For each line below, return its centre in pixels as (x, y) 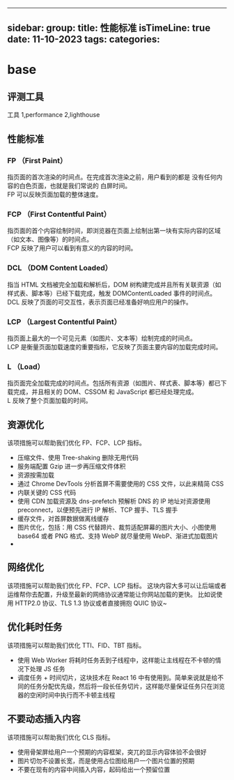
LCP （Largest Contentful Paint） (64, 321)
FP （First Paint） (37, 160)
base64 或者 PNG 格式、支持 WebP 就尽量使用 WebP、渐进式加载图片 (118, 536)
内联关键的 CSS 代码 (47, 493)
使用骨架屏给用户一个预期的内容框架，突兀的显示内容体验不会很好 (112, 752)
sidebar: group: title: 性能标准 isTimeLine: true (109, 28)
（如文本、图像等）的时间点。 (50, 239)
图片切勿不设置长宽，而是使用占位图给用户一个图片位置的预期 (106, 760)
